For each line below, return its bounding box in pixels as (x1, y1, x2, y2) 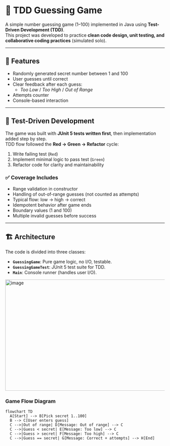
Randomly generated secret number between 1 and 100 (12, 70, 128, 77)
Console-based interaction (12, 97, 69, 103)
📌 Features (5, 57, 40, 65)
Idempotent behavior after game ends (12, 202, 92, 208)
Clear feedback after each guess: (12, 81, 82, 87)
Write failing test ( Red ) (12, 151, 58, 157)
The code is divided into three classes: (5, 248, 86, 255)
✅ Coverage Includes (5, 174, 58, 181)
